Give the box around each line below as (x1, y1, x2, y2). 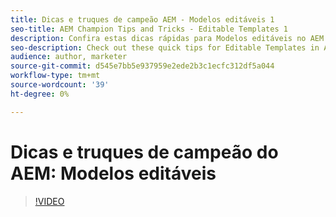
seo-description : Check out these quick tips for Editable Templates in (10, 42, 320, 53)
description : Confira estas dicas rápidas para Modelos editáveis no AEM (10, 33, 325, 43)
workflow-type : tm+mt (10, 71, 101, 81)
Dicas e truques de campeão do (10, 141, 279, 163)
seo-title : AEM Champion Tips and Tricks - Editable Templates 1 (10, 24, 288, 34)
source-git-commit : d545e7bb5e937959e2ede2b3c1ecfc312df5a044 (10, 61, 275, 71)
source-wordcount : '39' (10, 80, 110, 90)
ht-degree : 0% (10, 89, 70, 99)
